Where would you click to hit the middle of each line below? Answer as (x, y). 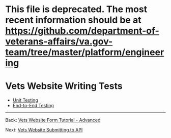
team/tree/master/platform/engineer (85, 52)
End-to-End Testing (33, 106)
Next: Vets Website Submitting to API (44, 130)
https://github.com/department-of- (82, 31)
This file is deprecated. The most (76, 9)
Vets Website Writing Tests (64, 86)
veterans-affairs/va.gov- (59, 42)
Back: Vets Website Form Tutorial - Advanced (53, 120)
